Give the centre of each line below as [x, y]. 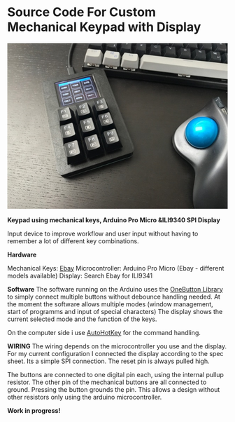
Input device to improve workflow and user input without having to [103, 233]
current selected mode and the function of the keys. [82, 319]
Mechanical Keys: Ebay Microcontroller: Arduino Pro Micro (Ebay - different [116, 268]
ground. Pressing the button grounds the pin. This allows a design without [114, 389]
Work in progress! [34, 410]
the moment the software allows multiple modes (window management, [110, 304]
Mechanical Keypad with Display [104, 27]
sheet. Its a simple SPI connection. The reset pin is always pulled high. [108, 361]
